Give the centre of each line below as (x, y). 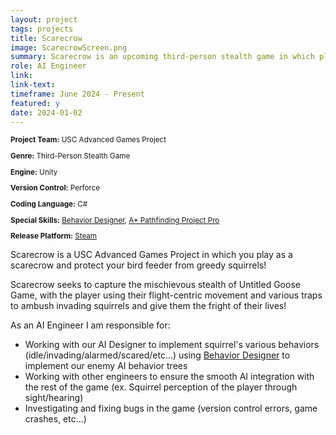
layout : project (44, 19)
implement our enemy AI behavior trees (106, 366)
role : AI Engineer (48, 66)
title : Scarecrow (46, 38)
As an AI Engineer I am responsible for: (90, 325)
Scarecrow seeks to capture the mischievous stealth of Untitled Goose (155, 285)
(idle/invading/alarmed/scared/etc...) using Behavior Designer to (157, 355)
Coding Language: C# (49, 204)
